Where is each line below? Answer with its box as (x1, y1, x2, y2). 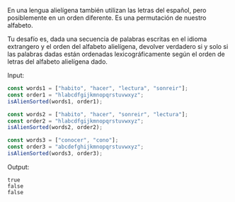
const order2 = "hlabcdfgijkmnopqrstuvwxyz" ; (7, 117, 144, 125)
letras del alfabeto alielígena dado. (7, 57, 108, 66)
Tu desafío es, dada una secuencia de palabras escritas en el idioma (7, 35, 207, 43)
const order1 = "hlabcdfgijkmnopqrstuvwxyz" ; (7, 91, 144, 99)
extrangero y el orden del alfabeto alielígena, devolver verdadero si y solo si (7, 43, 229, 50)
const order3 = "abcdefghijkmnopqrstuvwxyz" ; (7, 143, 144, 151)
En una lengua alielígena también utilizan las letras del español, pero (7, 6, 207, 14)
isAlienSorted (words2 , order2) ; (7, 124, 103, 131)
